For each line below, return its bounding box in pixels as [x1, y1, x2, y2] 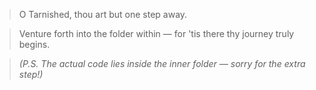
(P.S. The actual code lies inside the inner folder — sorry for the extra [18, 58, 306, 69]
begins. [18, 39, 51, 50]
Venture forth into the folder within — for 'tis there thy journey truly [18, 28, 295, 39]
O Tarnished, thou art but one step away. [18, 9, 188, 20]
